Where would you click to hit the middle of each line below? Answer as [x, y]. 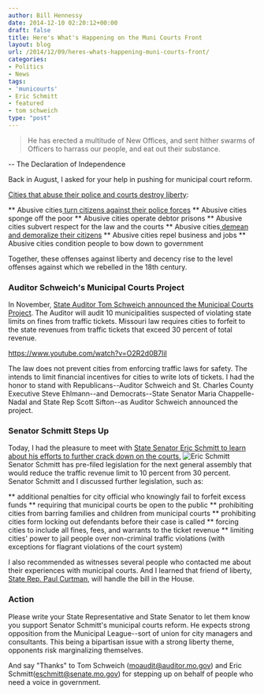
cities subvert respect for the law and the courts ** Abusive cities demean [128, 226]
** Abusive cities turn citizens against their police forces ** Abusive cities [127, 210]
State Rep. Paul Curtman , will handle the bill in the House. [101, 579]
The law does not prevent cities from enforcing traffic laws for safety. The [128, 369]
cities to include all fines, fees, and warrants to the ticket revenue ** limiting [131, 530]
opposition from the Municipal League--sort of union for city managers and [130, 633]
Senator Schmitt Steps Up [59, 431]
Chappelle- [236, 394]
